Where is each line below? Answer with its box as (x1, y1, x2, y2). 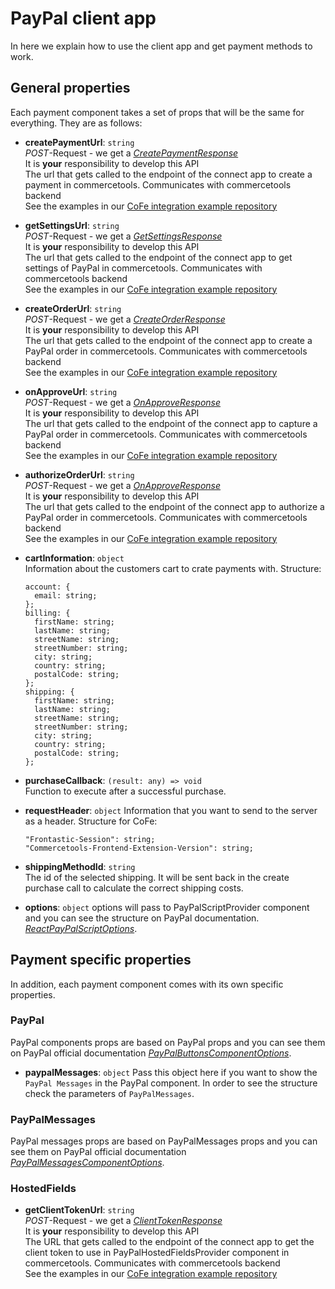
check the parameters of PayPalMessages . (24, 1087, 195, 1099)
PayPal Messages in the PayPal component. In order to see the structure (24, 1077, 318, 1089)
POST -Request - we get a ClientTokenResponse (24, 1215, 223, 1227)
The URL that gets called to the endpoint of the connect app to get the (24, 1236, 315, 1248)
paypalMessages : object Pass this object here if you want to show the (24, 1066, 318, 1078)
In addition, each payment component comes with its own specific (10, 978, 284, 990)
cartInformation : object (24, 552, 125, 564)
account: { (24, 582, 71, 592)
